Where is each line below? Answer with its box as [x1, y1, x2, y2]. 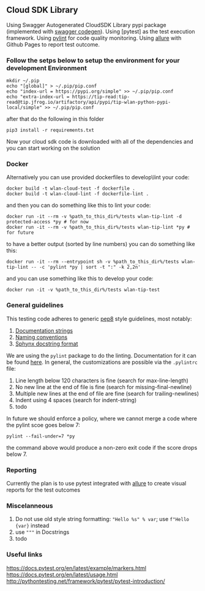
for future [6, 230, 34, 236]
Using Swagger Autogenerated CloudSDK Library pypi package [6, 21, 166, 28]
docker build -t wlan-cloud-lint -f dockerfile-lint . [6, 191, 149, 197]
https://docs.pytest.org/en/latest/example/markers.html [6, 564, 147, 571]
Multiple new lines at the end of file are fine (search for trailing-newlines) [15, 390, 199, 397]
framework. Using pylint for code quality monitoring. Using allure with [6, 34, 182, 42]
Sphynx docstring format [15, 340, 78, 347]
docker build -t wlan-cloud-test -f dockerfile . [6, 185, 136, 192]
